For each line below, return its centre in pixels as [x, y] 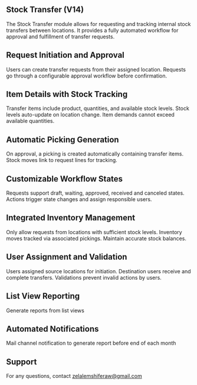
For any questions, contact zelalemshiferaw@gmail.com [74, 376]
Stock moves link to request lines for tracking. [62, 160]
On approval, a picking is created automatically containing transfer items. [95, 154]
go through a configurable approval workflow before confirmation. [86, 76]
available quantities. [30, 121]
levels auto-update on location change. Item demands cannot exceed [91, 115]
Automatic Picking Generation [63, 139]
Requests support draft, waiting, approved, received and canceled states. [95, 193]
